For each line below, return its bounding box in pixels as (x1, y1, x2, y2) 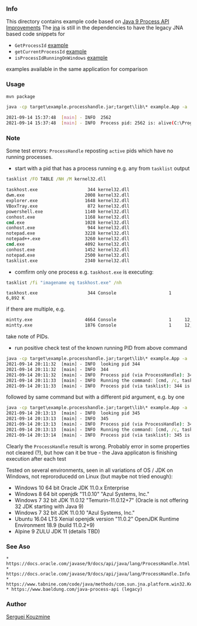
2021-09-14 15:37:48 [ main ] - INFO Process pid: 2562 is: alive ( (6, 120, 175, 126)
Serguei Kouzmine (6, 613, 50, 620)
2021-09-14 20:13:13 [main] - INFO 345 (6, 416, 109, 422)
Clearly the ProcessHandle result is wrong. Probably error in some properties (6, 443, 190, 450)
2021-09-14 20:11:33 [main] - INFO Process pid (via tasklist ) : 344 (6, 383, 182, 389)
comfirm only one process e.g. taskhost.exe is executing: (14, 268, 154, 275)
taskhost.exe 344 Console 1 (6, 290, 172, 296)
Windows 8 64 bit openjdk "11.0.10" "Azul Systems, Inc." (14, 490, 150, 497)
